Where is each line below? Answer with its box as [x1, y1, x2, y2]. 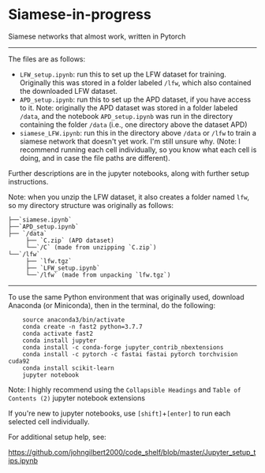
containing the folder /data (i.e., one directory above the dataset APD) [19, 120, 248, 129]
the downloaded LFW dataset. [19, 86, 118, 95]
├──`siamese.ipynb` [8, 215, 73, 224]
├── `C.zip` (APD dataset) [25, 236, 114, 244]
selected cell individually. [8, 416, 90, 426]
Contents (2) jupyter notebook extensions [8, 393, 146, 403]
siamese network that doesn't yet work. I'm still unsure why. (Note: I [19, 136, 241, 146]
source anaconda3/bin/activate [22, 315, 125, 324]
